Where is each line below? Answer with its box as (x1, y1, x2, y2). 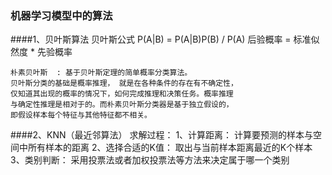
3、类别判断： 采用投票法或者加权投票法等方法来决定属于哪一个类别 (10, 154, 290, 166)
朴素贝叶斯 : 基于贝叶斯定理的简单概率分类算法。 (10, 68, 193, 78)
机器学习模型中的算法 (10, 8, 113, 22)
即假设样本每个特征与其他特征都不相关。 (10, 110, 152, 121)
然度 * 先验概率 (10, 46, 73, 58)
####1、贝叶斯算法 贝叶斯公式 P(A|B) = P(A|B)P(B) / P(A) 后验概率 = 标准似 (10, 33, 320, 46)
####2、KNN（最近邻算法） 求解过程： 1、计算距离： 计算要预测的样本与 (10, 129, 314, 141)
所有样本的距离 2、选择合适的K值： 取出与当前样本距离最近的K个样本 (27, 142, 313, 154)
